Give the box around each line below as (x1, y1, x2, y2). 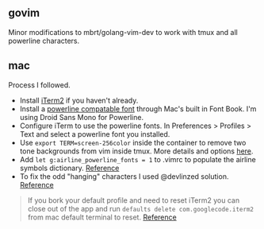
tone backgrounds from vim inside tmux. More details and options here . (19, 146, 254, 156)
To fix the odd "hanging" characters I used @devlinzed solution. (19, 171, 229, 181)
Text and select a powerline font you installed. (19, 129, 170, 138)
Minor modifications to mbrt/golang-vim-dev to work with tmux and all (8, 27, 238, 37)
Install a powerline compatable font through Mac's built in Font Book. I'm (19, 103, 257, 114)
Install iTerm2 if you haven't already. (19, 95, 139, 105)
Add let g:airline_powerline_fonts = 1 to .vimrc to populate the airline (19, 154, 256, 164)
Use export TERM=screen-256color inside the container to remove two (19, 138, 247, 147)
